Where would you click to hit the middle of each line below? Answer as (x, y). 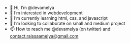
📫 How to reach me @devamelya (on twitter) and (60, 29)
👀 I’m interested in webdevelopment (46, 13)
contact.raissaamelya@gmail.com (44, 36)
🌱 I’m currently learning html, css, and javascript (59, 18)
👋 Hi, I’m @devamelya (32, 8)
